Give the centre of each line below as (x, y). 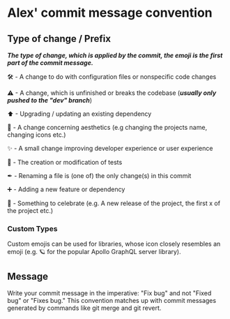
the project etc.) (30, 210)
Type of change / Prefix (59, 39)
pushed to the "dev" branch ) (50, 100)
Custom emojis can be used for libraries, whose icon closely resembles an (114, 244)
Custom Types (32, 228)
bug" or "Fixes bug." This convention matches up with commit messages (112, 301)
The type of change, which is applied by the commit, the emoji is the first (115, 55)
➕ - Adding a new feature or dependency (66, 189)
